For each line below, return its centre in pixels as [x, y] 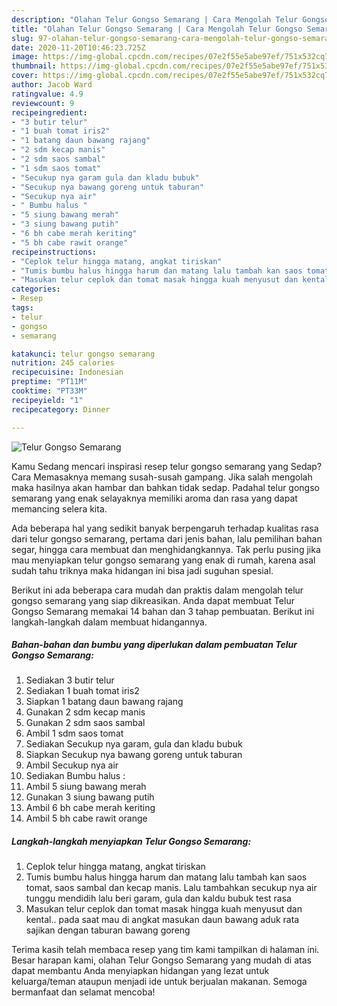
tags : [22, 308]
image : [25, 57]
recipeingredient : [49, 112]
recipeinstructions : [54, 252]
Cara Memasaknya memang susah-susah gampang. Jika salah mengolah [162, 477]
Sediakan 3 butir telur [70, 680]
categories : [36, 289]
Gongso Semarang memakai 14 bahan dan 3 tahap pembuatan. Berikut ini [163, 611]
